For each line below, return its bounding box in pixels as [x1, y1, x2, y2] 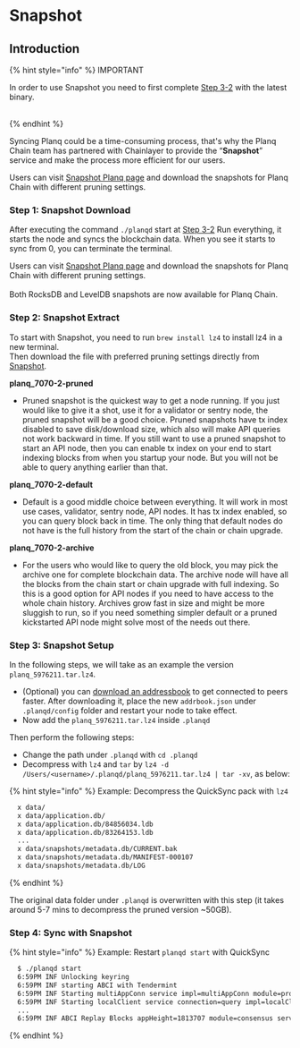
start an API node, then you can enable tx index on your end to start [21, 442, 272, 453]
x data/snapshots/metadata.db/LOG [17, 861, 146, 871]
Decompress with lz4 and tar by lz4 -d [21, 758, 170, 770]
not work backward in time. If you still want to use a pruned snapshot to [21, 433, 286, 444]
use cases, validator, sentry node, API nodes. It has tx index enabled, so [21, 506, 287, 516]
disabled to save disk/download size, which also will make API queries [21, 423, 281, 434]
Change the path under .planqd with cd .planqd [21, 749, 198, 760]
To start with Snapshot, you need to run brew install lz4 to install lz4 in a [9, 332, 283, 343]
